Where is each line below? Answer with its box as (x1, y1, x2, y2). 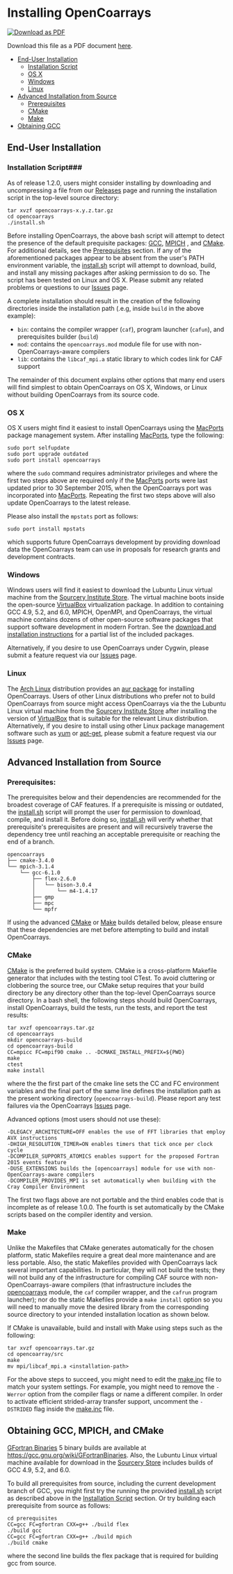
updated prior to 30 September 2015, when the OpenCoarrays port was (7, 483, 212, 492)
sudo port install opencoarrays (7, 457, 101, 464)
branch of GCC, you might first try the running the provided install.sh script (7, 1486, 223, 1495)
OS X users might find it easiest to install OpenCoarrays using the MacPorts (7, 423, 224, 431)
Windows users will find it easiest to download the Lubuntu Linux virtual (7, 586, 214, 594)
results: (7, 1011, 29, 1019)
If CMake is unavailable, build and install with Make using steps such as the (7, 1323, 223, 1332)
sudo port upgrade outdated (7, 450, 89, 457)
